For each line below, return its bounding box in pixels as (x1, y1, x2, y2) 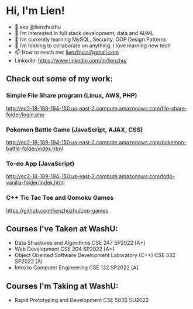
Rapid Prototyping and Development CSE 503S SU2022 (14, 297, 149, 304)
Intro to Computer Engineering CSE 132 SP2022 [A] (14, 264, 139, 271)
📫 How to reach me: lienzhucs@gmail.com (14, 48, 119, 55)
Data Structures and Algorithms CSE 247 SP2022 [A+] (14, 239, 146, 246)
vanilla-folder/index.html (6, 179, 65, 186)
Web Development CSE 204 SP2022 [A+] (14, 245, 115, 252)
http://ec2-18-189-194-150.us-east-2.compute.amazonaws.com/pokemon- (6, 138, 187, 145)
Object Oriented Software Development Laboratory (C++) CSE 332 (14, 252, 176, 259)
